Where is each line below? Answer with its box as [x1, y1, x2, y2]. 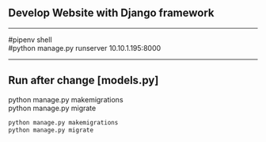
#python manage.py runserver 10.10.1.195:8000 [8, 43, 161, 52]
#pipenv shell [8, 35, 53, 44]
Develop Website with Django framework [8, 6, 215, 20]
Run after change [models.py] [8, 74, 159, 87]
